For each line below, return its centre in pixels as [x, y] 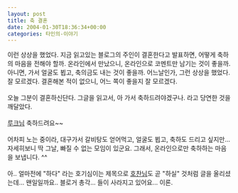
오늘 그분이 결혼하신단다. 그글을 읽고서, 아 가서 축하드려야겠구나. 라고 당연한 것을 [119, 98]
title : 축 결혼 [28, 21]
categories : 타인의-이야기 [43, 34]
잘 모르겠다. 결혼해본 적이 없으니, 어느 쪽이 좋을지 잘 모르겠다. [92, 82]
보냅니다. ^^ [31, 158]
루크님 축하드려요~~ [36, 123]
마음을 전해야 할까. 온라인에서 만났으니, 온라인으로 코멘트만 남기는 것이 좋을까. [123, 64]
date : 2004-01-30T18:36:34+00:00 [57, 27]
